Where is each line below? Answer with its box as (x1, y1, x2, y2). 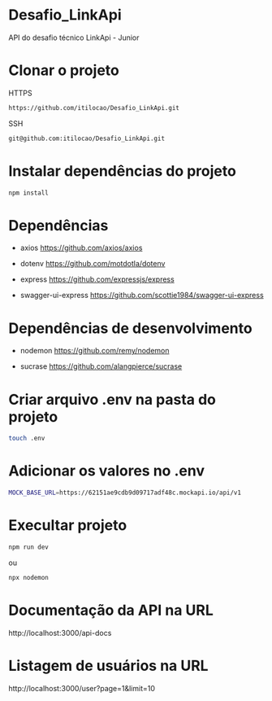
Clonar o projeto (8, 61, 119, 80)
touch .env (8, 434, 45, 443)
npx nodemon (8, 573, 49, 581)
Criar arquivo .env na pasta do (8, 390, 217, 409)
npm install (8, 189, 49, 197)
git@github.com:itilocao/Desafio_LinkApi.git (8, 134, 165, 142)
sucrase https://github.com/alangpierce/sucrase (19, 361, 183, 371)
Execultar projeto (8, 516, 127, 535)
